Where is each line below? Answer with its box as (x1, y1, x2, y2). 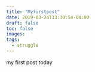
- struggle (11, 43, 39, 49)
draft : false (6, 20, 39, 26)
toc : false (6, 25, 33, 32)
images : (6, 31, 26, 37)
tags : (6, 37, 20, 43)
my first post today (6, 58, 53, 66)
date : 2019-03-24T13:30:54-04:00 (6, 14, 90, 20)
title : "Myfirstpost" (6, 8, 60, 15)
